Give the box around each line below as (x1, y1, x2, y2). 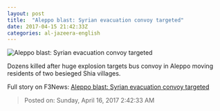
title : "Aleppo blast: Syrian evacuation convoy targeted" (7, 17, 185, 24)
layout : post (7, 10, 45, 17)
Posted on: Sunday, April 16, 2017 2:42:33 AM (24, 96, 155, 105)
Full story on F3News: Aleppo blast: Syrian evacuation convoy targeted (7, 83, 210, 91)
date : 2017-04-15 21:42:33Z (7, 23, 89, 30)
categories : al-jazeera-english (7, 29, 100, 37)
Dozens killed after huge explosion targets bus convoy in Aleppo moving (7, 62, 213, 70)
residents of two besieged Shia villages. (7, 69, 121, 78)
